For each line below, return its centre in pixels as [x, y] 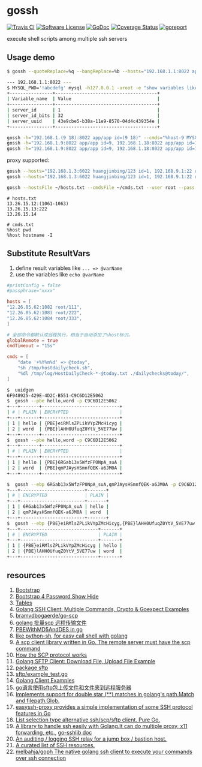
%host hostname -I [30, 235]
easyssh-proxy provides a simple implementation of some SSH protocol [104, 707]
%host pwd [19, 230]
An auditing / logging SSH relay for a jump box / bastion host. [91, 739]
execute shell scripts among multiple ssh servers [67, 38]
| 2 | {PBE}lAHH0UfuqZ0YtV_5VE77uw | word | [64, 551]
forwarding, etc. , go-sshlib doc [54, 732]
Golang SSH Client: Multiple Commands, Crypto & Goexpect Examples [102, 609]
